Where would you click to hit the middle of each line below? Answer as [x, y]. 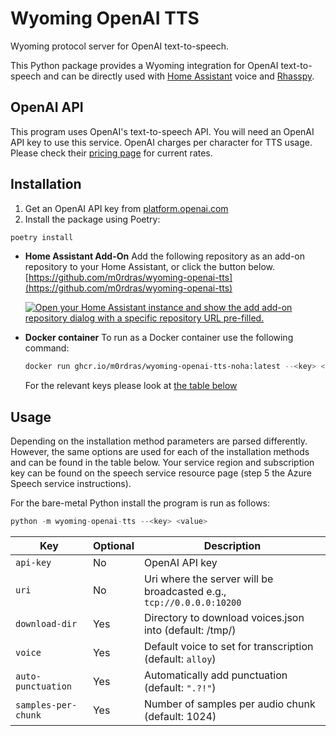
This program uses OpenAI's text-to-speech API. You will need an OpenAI [162, 131]
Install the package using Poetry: [92, 219]
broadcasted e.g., [185, 591]
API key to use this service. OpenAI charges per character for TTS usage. [161, 142]
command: [47, 348]
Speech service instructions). [71, 484]
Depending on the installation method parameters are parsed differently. [159, 441]
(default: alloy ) [180, 659]
